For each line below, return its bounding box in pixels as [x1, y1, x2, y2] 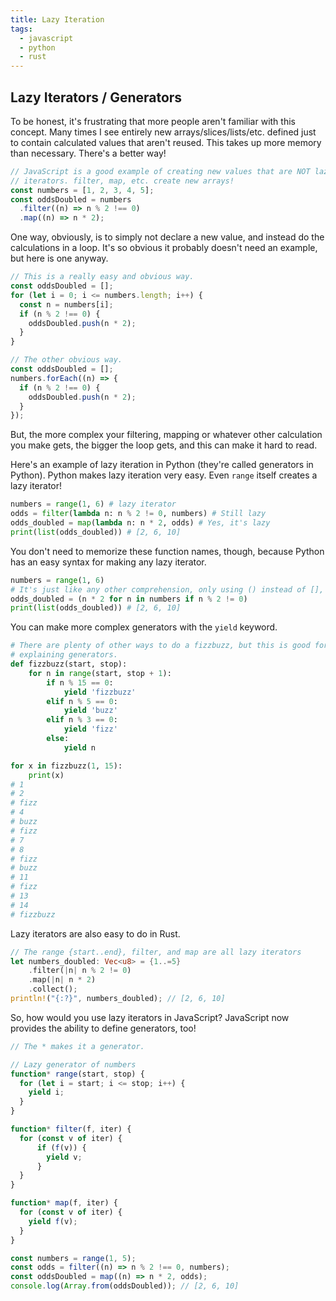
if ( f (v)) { [36, 1142, 87, 1153]
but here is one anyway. [10, 252, 109, 265]
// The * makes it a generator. [10, 1041, 145, 1051]
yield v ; [46, 1152, 83, 1162]
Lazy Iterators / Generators [10, 89, 183, 106]
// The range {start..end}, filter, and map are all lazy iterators [10, 947, 302, 957]
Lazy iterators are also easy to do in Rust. [10, 927, 181, 940]
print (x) [28, 770, 65, 780]
